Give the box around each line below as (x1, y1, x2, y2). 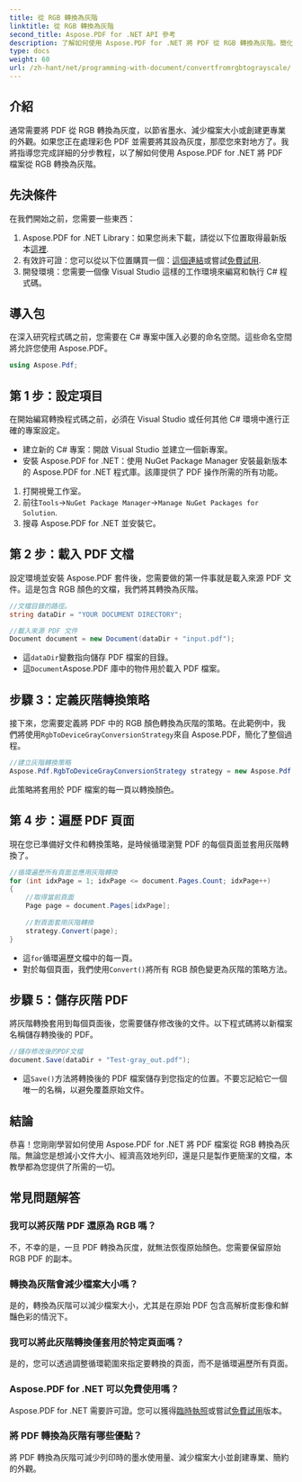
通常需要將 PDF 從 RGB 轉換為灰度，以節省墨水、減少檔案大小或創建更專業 (9, 124, 286, 135)
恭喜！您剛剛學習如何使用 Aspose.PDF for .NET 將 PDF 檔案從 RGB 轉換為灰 (9, 1139, 290, 1150)
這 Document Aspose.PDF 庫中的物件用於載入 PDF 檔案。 (22, 663, 226, 674)
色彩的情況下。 (16, 1311, 73, 1322)
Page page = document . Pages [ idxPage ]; (25, 902, 171, 911)
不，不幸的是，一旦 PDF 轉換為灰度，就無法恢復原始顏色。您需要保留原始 (9, 1241, 281, 1252)
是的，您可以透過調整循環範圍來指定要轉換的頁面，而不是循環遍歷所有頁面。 (9, 1358, 293, 1369)
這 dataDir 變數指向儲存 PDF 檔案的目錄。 (22, 652, 173, 663)
